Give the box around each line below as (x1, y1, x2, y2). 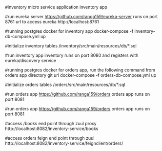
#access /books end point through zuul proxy (5, 121, 97, 126)
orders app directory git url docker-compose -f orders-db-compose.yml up (5, 72, 157, 78)
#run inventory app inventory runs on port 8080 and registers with (5, 52, 139, 58)
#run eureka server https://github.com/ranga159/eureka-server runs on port (5, 14, 158, 19)
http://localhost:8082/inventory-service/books (5, 126, 99, 131)
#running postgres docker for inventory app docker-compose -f (5, 28, 134, 34)
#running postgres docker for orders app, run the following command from (5, 67, 155, 73)
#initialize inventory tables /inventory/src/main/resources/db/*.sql (5, 43, 137, 48)
